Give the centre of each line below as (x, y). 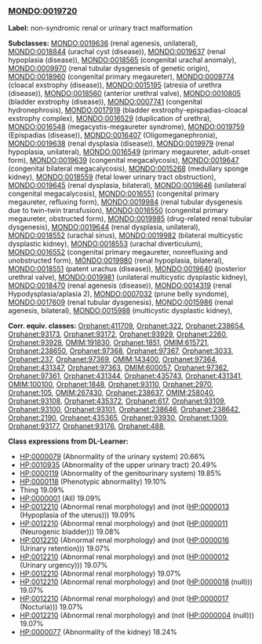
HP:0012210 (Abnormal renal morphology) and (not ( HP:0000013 (124, 507)
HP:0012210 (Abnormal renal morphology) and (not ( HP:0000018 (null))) (136, 582)
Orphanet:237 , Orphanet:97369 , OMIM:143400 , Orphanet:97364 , (113, 359)
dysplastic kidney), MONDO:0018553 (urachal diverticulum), (106, 244)
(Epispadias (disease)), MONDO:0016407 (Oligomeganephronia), (113, 135)
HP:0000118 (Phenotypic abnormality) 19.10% (93, 482)
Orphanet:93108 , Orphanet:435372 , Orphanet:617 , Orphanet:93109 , (117, 401)
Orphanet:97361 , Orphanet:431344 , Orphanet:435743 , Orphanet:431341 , (126, 376)
